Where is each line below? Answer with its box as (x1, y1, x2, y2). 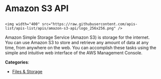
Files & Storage (12, 69, 43, 75)
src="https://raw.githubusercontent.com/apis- (42, 22, 138, 27)
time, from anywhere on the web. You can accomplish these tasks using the (5, 45, 157, 51)
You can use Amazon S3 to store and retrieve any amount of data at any (5, 40, 149, 46)
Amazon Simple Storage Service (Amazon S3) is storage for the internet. (5, 34, 150, 40)
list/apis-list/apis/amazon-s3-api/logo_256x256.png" (5, 26, 116, 31)
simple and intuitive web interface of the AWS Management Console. (5, 50, 143, 56)
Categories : (5, 59, 30, 65)
